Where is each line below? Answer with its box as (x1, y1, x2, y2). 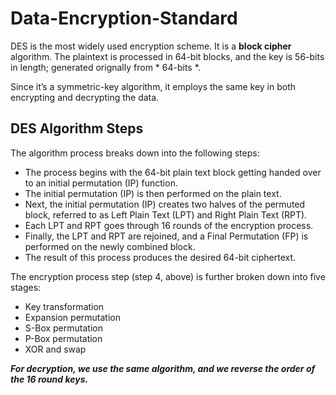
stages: (10, 281, 42, 293)
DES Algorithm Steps (10, 120, 144, 137)
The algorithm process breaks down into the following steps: (10, 147, 260, 159)
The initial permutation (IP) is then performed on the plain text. (24, 187, 282, 199)
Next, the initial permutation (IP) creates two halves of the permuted (24, 198, 306, 210)
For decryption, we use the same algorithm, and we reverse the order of (10, 362, 316, 374)
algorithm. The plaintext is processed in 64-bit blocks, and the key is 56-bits (10, 50, 325, 62)
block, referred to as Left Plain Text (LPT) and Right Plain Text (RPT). (24, 208, 308, 221)
